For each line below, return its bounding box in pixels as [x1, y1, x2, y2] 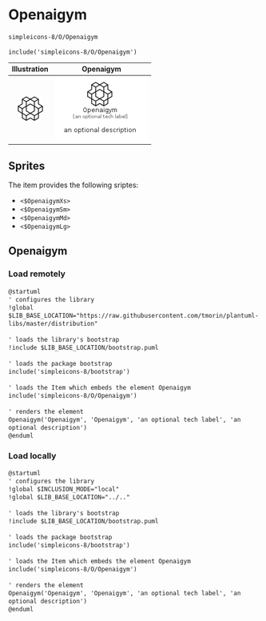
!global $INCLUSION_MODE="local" [8, 485, 120, 493]
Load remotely [8, 268, 66, 279]
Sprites [8, 158, 46, 173]
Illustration [11, 64, 50, 74]
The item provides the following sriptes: [8, 180, 139, 190]
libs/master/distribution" [8, 319, 98, 327]
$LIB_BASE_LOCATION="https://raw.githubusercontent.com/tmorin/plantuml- [8, 311, 260, 319]
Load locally [8, 450, 57, 461]
